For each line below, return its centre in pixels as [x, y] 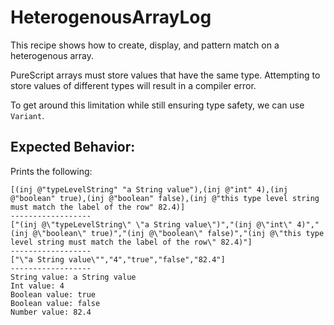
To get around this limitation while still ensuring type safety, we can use [157, 105]
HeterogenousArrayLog [111, 17]
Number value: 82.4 [51, 312]
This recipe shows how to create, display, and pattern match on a [145, 45]
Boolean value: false [55, 303]
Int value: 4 [37, 286]
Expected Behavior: [73, 147]
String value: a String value [73, 277]
